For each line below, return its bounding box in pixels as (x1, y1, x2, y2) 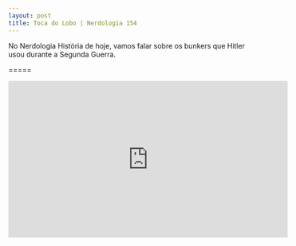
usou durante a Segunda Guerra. (8, 49, 116, 59)
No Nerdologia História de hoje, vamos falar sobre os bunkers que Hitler (8, 41, 246, 50)
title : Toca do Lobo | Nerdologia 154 (8, 19, 137, 27)
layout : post (8, 11, 52, 20)
